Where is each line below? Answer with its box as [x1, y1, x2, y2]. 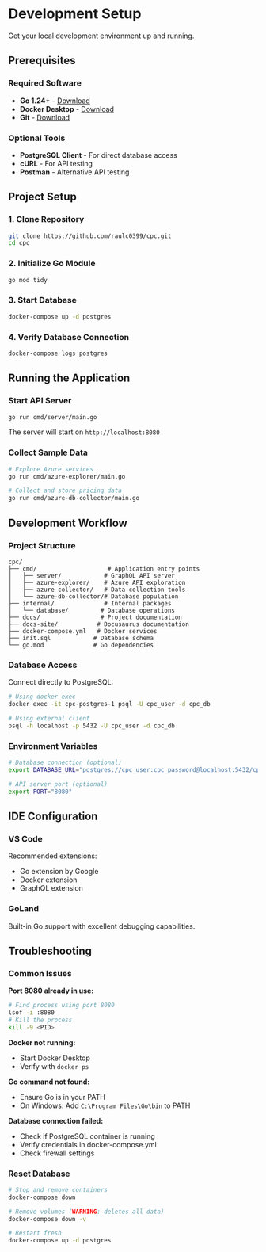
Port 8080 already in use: [8, 986, 94, 995]
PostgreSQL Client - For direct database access [19, 150, 178, 159]
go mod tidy [8, 276, 47, 284]
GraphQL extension [19, 884, 83, 893]
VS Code [8, 833, 43, 844]
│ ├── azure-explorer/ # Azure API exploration [8, 578, 186, 586]
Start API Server [8, 395, 72, 407]
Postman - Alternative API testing [19, 167, 130, 177]
